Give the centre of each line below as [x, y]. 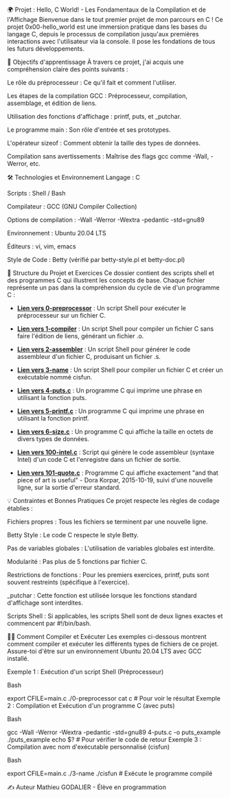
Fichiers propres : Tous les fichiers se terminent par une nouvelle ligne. [107, 521]
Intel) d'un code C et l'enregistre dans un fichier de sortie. [99, 459]
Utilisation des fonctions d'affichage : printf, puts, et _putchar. [94, 116]
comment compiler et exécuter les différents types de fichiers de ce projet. [113, 644]
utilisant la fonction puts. [52, 398]
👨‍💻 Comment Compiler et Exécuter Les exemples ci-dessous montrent [107, 636]
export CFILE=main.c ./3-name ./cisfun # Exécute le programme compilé [110, 773]
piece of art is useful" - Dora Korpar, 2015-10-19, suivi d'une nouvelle [115, 480]
